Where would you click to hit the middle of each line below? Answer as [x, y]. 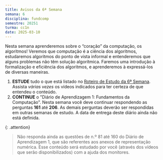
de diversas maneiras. [27, 72]
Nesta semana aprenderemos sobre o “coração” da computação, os [73, 46]
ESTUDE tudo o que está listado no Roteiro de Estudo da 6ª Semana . [81, 81]
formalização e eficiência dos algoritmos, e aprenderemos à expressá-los [79, 67]
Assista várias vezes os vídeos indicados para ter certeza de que [78, 87]
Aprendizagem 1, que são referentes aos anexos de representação [84, 142]
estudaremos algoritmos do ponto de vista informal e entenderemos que [78, 56]
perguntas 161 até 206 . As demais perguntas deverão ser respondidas [83, 107]
